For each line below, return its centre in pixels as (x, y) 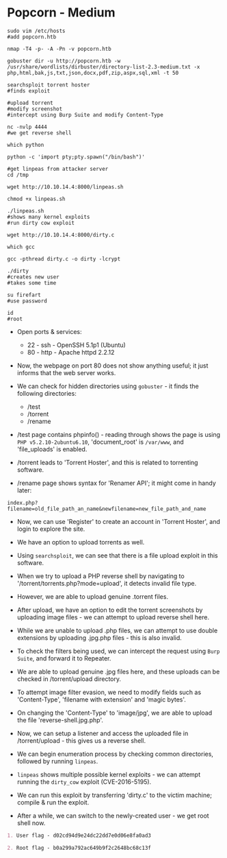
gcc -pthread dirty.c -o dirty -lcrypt (64, 259)
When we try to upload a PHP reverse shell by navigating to (101, 576)
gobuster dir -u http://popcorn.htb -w (64, 61)
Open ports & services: (49, 331)
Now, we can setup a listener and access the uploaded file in (103, 733)
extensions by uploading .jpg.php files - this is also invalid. (99, 637)
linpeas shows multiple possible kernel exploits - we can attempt (108, 774)
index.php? (23, 503)
